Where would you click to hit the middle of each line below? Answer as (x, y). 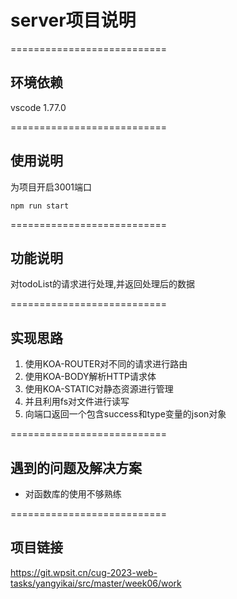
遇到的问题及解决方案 (76, 467)
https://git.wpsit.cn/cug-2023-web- (84, 572)
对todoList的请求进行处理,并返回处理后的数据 (103, 284)
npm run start (40, 206)
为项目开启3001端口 (51, 187)
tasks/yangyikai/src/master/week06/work (96, 583)
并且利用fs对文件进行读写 (77, 402)
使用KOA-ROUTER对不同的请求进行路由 (106, 364)
